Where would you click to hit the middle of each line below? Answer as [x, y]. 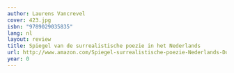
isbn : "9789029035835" [40, 26]
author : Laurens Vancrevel [46, 14]
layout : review [29, 40]
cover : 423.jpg [29, 20]
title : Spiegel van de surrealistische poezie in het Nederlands [104, 46]
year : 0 [18, 59]
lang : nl [20, 33]
